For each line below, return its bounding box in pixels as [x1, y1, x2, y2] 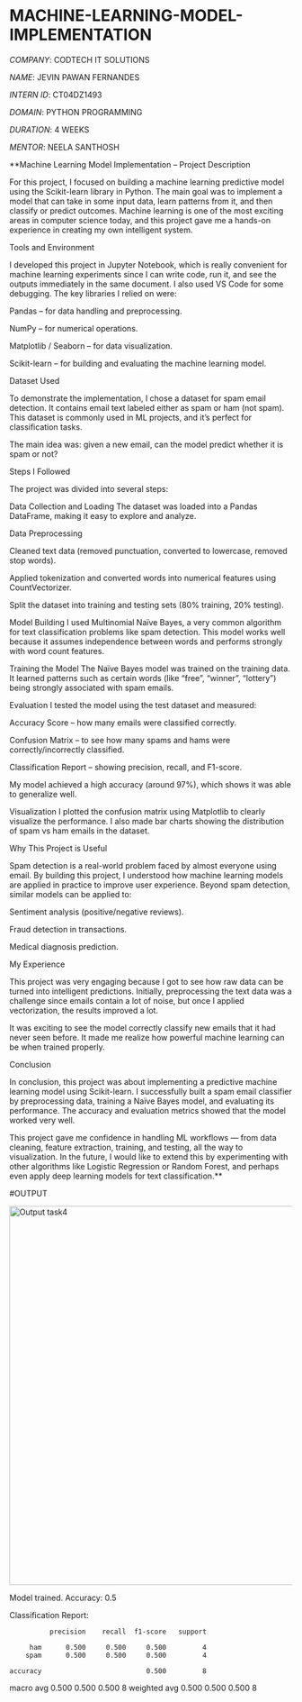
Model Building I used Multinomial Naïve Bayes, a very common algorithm [9, 616, 282, 627]
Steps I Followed [9, 466, 71, 477]
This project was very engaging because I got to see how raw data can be [9, 976, 284, 987]
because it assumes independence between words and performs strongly [9, 636, 283, 647]
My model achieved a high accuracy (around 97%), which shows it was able [9, 778, 292, 789]
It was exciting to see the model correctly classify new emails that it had [9, 1022, 276, 1033]
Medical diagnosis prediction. [9, 941, 119, 951]
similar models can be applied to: [9, 888, 132, 899]
